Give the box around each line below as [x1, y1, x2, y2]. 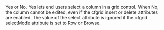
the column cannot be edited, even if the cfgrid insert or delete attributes [5, 9, 158, 15]
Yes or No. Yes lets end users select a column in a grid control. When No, [5, 4, 159, 10]
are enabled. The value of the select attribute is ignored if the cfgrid [5, 15, 148, 20]
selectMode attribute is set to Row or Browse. [5, 20, 101, 26]
